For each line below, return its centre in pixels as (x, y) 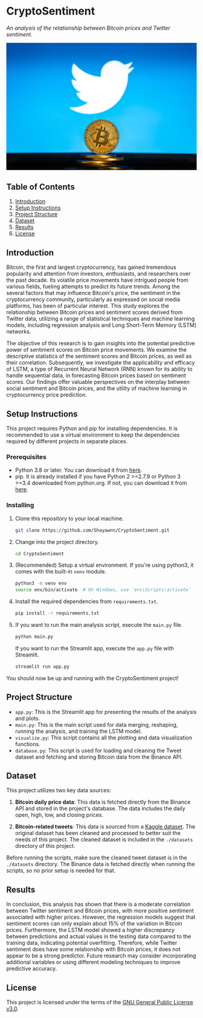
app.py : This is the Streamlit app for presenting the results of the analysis (106, 712)
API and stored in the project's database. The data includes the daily (100, 808)
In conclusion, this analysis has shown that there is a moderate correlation (98, 904)
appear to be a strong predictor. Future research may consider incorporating (101, 956)
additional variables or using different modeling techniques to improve (93, 962)
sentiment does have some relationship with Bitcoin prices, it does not (94, 950)
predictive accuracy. (32, 969)
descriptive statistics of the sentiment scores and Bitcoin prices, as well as (99, 356)
